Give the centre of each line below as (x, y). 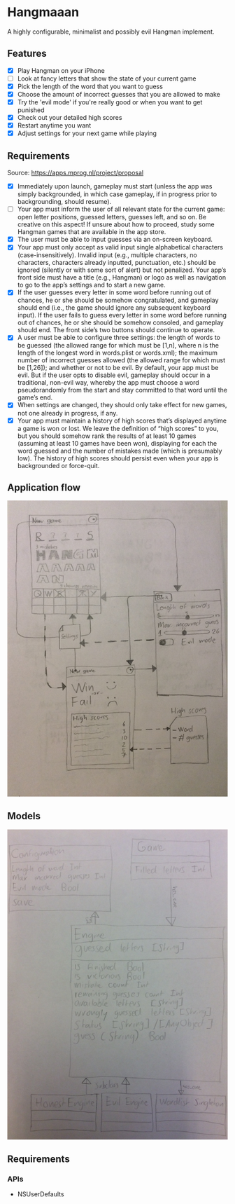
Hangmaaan (43, 12)
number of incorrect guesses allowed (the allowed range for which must (121, 360)
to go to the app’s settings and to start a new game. (91, 285)
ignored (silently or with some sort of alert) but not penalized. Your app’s (122, 270)
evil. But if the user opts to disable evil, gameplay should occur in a (114, 375)
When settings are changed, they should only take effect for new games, (122, 405)
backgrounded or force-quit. (58, 465)
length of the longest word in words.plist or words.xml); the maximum (117, 353)
